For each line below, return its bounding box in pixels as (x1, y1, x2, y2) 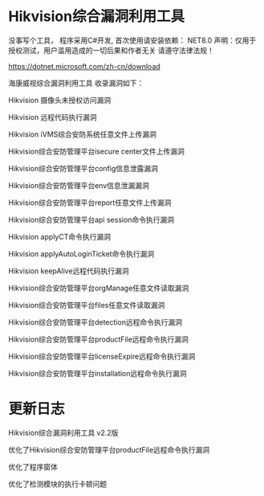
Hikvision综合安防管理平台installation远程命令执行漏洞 (8, 368, 187, 378)
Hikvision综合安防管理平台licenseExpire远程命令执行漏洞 (8, 351, 196, 361)
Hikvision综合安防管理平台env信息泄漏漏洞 (8, 180, 150, 190)
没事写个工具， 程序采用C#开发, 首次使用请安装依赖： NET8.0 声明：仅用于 (8, 35, 257, 45)
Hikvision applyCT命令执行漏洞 (8, 232, 111, 241)
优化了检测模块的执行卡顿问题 (8, 479, 107, 489)
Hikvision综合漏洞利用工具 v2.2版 (8, 428, 119, 437)
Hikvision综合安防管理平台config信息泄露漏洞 (8, 163, 159, 173)
